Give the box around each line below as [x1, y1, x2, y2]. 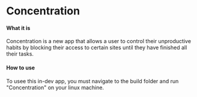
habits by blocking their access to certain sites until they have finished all [6, 44, 187, 51]
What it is [6, 24, 31, 31]
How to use [6, 64, 35, 71]
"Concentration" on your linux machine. [6, 84, 104, 91]
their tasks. [6, 50, 34, 57]
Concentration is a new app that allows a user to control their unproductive [6, 38, 191, 45]
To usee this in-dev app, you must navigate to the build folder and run [6, 77, 179, 84]
